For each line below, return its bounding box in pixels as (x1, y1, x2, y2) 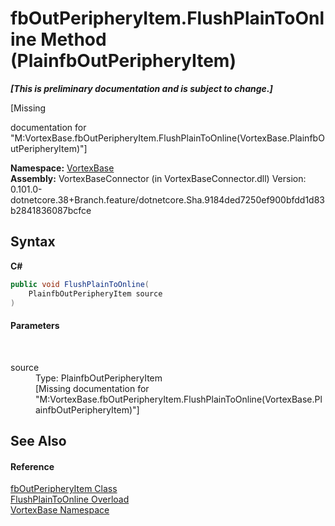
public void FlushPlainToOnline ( (10, 279, 150, 289)
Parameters (10, 319, 60, 331)
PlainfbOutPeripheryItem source (28, 288, 163, 299)
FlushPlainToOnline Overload (10, 493, 130, 506)
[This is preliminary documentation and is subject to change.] (10, 82, 273, 94)
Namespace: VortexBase (10, 162, 115, 174)
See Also (10, 432, 67, 449)
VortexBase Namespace (10, 504, 110, 516)
